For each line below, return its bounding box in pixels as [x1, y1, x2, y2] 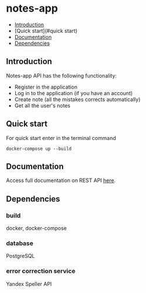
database [6, 239, 34, 247]
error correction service [6, 267, 76, 275]
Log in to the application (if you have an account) [14, 89, 133, 96]
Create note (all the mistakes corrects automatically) [14, 96, 141, 103]
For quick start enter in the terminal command [6, 134, 116, 141]
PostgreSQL [6, 253, 35, 260]
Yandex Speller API [6, 280, 52, 287]
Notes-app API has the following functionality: [6, 72, 117, 79]
